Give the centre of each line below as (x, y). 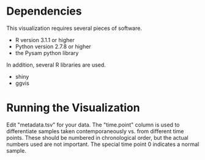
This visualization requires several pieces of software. (74, 28)
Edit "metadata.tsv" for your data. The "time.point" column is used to (93, 125)
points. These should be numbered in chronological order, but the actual (97, 137)
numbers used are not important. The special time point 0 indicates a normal (103, 144)
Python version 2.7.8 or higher (53, 46)
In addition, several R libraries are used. (56, 65)
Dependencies (44, 11)
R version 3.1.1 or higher (45, 40)
